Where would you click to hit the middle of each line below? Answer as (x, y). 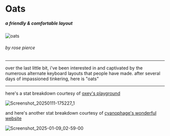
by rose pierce (20, 47)
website (13, 118)
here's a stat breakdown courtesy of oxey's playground (63, 93)
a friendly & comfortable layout (39, 23)
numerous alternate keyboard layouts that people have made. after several (83, 74)
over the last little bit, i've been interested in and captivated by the (74, 68)
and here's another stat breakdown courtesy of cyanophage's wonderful (81, 113)
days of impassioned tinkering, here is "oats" (52, 79)
